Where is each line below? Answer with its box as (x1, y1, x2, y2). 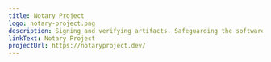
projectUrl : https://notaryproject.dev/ (8, 42, 147, 50)
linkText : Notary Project (8, 34, 95, 43)
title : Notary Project (8, 11, 85, 20)
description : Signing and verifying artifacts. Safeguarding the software (8, 27, 265, 35)
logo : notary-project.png (8, 19, 95, 27)
